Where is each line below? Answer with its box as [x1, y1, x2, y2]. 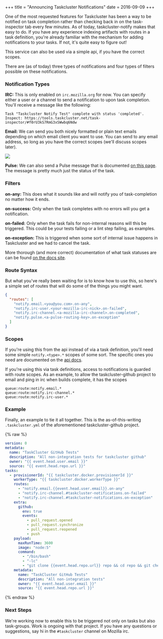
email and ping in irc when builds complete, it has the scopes [5, 377, 127, 383]
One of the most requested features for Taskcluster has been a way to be [5, 14, 151, 19]
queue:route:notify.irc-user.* [5, 395, 68, 400]
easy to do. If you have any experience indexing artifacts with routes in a [5, 29, 150, 35]
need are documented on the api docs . [5, 357, 82, 363]
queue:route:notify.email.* [5, 386, 62, 391]
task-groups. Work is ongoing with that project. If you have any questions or [5, 623, 157, 629]
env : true [22, 509, 42, 514]
